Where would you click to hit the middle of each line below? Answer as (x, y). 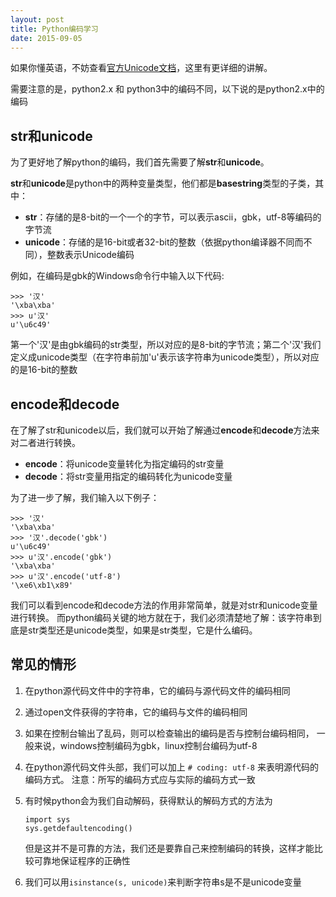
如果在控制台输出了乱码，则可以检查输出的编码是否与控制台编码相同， (169, 733)
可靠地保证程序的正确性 (82, 860)
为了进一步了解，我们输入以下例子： (85, 497)
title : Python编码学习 (54, 29)
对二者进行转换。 (45, 442)
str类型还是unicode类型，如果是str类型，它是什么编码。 (142, 630)
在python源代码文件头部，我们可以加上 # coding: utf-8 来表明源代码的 (171, 767)
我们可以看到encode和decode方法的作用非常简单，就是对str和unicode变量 (164, 605)
